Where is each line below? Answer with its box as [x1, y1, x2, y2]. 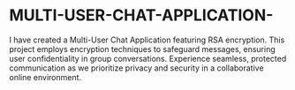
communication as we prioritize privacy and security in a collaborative [9, 63, 264, 73]
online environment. [9, 71, 82, 82]
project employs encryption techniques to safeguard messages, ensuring [9, 43, 276, 54]
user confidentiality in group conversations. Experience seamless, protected [9, 53, 287, 64]
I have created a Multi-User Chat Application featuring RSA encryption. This [9, 34, 285, 45]
